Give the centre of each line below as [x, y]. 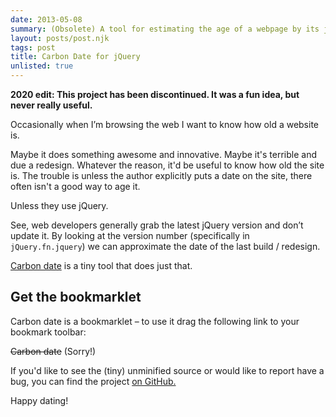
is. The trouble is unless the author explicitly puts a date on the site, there [161, 175]
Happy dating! [39, 400]
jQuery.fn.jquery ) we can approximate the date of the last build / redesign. [165, 246]
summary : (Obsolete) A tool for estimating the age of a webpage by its [165, 29]
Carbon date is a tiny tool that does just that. [101, 265]
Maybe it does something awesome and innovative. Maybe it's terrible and [164, 154]
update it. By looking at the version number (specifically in [130, 235]
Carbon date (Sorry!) [53, 351]
